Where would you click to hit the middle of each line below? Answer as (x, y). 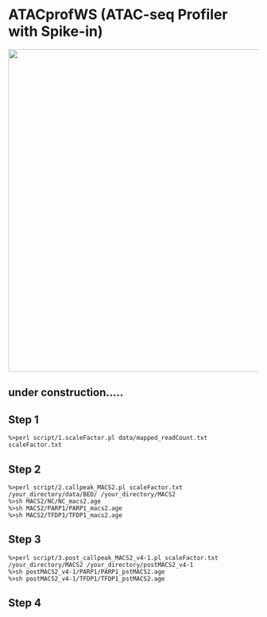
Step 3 (25, 540)
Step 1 (24, 420)
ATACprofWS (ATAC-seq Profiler (118, 15)
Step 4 (25, 603)
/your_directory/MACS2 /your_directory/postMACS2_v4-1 (101, 565)
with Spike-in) (56, 31)
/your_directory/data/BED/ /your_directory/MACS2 (92, 494)
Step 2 (25, 469)
